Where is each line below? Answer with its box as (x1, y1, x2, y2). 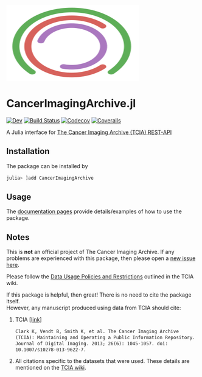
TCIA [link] (15, 316, 42, 323)
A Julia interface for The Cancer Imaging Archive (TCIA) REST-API (6, 129, 172, 136)
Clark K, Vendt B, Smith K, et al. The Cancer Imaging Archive (15, 328, 179, 335)
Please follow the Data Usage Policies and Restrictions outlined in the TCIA (6, 273, 194, 280)
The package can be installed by (6, 162, 88, 169)
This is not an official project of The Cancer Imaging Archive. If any (6, 248, 175, 256)
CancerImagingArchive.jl (6, 97, 136, 111)
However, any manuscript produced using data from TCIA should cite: (6, 304, 181, 312)
